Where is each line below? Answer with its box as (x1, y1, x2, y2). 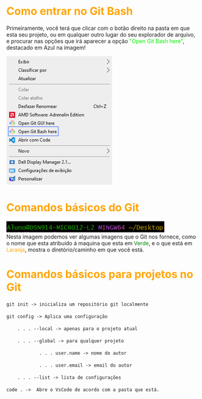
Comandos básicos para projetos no (6, 267, 193, 281)
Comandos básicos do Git (6, 201, 139, 215)
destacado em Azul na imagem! (6, 44, 86, 51)
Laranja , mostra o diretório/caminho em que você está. (6, 246, 145, 253)
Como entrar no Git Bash (6, 4, 133, 18)
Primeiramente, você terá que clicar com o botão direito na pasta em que (6, 24, 190, 32)
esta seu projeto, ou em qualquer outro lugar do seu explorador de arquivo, (6, 31, 196, 38)
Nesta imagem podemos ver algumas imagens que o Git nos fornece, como (6, 233, 197, 240)
